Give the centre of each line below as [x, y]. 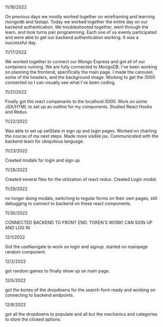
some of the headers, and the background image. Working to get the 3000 [80, 77]
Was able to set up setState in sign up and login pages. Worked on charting [81, 131]
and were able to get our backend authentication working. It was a [72, 37]
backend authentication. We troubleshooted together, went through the [77, 27]
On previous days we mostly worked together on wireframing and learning [80, 16]
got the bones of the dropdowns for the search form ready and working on [80, 290]
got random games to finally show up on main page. [58, 271]
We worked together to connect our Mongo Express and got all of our [75, 62]
